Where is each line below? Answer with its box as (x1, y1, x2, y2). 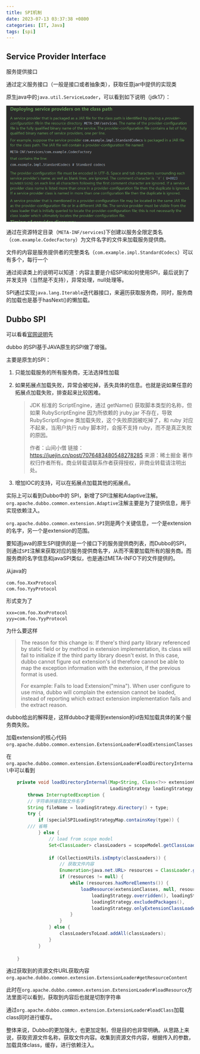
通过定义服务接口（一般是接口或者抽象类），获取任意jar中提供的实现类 (6, 81, 177, 88)
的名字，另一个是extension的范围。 (6, 527, 93, 534)
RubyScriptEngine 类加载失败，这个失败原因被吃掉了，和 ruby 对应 (29, 417, 193, 424)
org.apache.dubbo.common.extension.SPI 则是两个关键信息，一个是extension (6, 520, 192, 527)
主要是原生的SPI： (6, 356, 51, 364)
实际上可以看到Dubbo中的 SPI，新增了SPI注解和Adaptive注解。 (6, 492, 161, 499)
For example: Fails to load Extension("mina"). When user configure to (20, 683, 191, 690)
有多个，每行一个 (6, 256, 48, 263)
